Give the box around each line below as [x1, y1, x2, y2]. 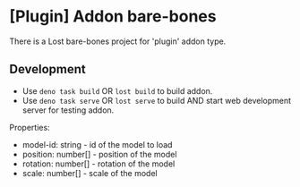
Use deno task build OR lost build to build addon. [21, 85, 213, 96]
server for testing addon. [21, 105, 115, 115]
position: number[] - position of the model [21, 149, 177, 159]
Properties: [9, 122, 51, 132]
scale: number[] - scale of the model [21, 167, 159, 178]
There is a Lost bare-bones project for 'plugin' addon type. [9, 36, 227, 47]
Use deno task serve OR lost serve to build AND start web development [21, 95, 292, 106]
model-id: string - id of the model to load [21, 139, 173, 149]
